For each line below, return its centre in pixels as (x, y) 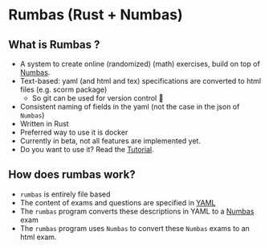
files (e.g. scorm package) (63, 89)
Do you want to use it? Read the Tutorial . (87, 149)
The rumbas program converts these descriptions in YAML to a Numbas (137, 211)
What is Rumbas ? (54, 45)
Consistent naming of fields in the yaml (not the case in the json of (130, 107)
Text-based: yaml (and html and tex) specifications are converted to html (141, 81)
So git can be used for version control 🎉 (98, 98)
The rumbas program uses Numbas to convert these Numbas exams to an (135, 228)
